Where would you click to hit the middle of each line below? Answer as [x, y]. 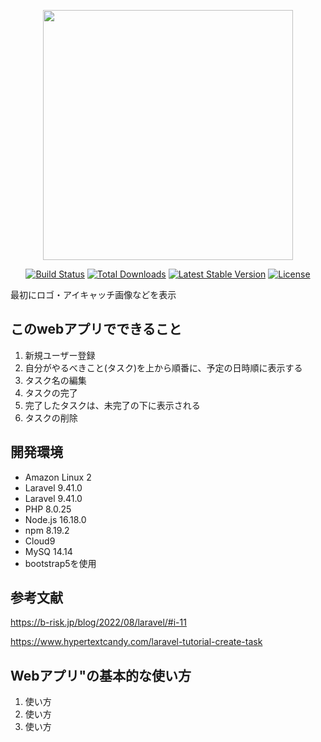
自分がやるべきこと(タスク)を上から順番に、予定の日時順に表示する [163, 367]
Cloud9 [40, 541]
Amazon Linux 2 [58, 477]
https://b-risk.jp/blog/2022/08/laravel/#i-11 [98, 622]
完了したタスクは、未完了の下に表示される [112, 405]
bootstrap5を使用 [60, 563]
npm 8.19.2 [47, 530]
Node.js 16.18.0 [55, 519]
